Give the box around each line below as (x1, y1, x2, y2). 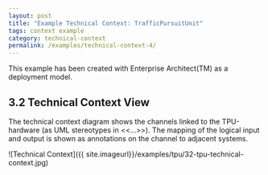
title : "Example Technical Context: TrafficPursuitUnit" (8, 19, 204, 27)
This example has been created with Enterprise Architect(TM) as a (8, 63, 229, 73)
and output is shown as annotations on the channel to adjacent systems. (8, 133, 248, 143)
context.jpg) (8, 157, 49, 167)
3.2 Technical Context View (8, 96, 150, 109)
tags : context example (8, 26, 85, 35)
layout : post (8, 11, 52, 20)
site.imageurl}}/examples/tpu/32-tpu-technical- (85, 149, 244, 159)
